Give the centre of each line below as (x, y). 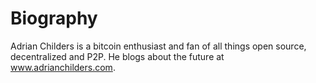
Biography (54, 18)
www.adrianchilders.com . (63, 67)
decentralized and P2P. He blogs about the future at (117, 56)
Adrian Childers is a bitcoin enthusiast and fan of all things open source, (158, 46)
